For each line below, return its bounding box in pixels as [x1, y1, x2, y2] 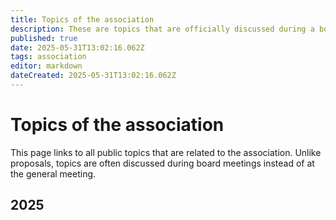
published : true [10, 33, 78, 43]
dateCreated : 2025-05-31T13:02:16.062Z [10, 71, 177, 81]
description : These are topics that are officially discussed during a [10, 24, 315, 34]
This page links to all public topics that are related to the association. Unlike [10, 146, 322, 158]
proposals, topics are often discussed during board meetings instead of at [10, 157, 315, 169]
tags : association [10, 52, 87, 62]
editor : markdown [10, 61, 83, 71]
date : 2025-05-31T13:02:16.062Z [10, 42, 145, 53]
